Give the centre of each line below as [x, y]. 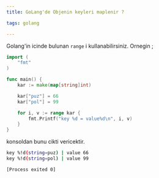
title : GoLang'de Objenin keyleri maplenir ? [65, 12]
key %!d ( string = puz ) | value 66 [47, 153]
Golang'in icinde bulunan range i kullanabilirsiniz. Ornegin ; [80, 46]
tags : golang [23, 23]
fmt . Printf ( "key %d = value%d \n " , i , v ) [80, 119]
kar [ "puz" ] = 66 [38, 96]
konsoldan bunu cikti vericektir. [46, 142]
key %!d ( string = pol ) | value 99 [47, 158]
